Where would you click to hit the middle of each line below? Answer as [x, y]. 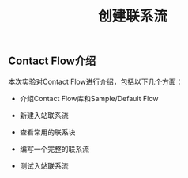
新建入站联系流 [44, 115]
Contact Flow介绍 [52, 61]
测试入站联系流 [44, 165]
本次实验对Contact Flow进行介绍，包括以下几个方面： [96, 81]
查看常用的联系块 [47, 132]
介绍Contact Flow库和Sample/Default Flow [89, 98]
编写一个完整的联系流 [54, 149]
